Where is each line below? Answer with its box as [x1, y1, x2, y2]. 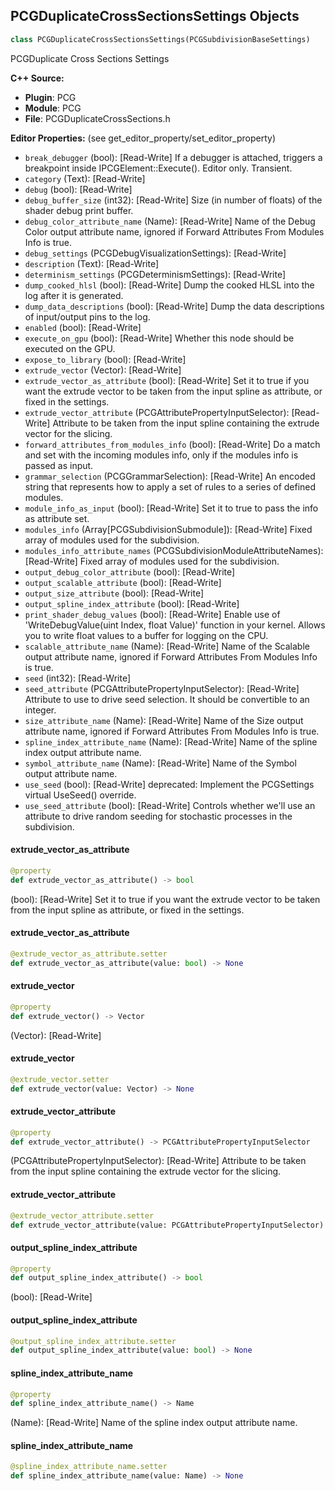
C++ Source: [10, 72, 65, 84]
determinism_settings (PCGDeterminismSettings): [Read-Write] [24, 268, 287, 280]
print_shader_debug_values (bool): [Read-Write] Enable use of [24, 608, 281, 620]
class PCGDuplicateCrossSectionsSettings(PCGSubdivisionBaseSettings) [10, 34, 311, 44]
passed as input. [24, 459, 94, 471]
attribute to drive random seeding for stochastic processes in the [24, 810, 293, 822]
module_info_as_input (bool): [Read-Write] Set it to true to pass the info [24, 502, 319, 514]
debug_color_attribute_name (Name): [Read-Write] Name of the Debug [24, 215, 316, 227]
